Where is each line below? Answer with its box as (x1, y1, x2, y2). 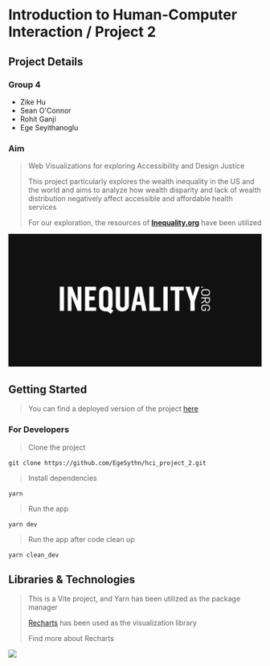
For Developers (8, 424, 70, 435)
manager (27, 602, 59, 612)
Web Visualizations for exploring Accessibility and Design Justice (27, 161, 245, 171)
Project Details (8, 55, 84, 68)
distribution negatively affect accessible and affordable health (27, 194, 233, 203)
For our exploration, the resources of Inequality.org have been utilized (27, 218, 262, 228)
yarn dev (8, 520, 38, 528)
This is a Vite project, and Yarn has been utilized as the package (27, 594, 241, 604)
